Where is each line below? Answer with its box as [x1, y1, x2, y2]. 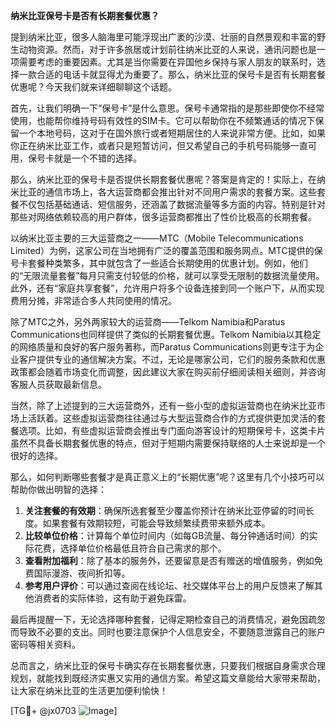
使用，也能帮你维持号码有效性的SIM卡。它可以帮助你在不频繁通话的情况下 [10, 115, 316, 126]
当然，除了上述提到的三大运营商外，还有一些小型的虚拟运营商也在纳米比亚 [10, 400, 317, 411]
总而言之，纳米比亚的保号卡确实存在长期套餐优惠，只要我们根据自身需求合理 [10, 660, 326, 671]
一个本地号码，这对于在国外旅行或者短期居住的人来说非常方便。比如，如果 [18, 127, 326, 139]
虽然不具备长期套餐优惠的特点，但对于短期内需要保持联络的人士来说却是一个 [10, 437, 326, 449]
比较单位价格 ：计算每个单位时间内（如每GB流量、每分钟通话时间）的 [24, 530, 310, 541]
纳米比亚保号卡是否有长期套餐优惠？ [10, 10, 160, 21]
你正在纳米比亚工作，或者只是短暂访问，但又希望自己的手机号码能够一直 [10, 140, 308, 151]
